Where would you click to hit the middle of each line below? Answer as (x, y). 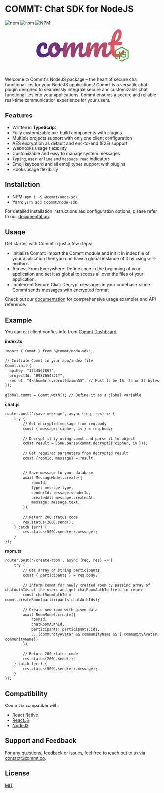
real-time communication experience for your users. (58, 100)
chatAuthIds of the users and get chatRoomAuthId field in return (74, 590)
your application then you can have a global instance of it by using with (84, 259)
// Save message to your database (58, 473)
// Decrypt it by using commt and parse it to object (79, 439)
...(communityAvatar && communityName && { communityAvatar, (95, 634)
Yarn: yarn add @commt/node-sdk (44, 202)
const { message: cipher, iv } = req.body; (68, 429)
